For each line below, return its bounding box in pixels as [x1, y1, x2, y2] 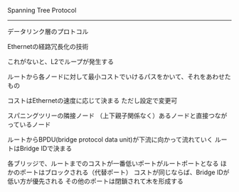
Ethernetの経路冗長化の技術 [7, 43, 89, 50]
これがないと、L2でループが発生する [7, 57, 115, 66]
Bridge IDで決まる [19, 145, 73, 152]
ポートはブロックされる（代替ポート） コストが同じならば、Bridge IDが [19, 168, 230, 176]
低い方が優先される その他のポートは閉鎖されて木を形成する [7, 177, 184, 185]
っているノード [7, 120, 51, 128]
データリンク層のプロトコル [7, 28, 89, 35]
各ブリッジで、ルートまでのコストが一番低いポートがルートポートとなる [7, 159, 219, 167]
